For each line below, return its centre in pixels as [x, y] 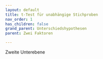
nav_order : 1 [19, 19]
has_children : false [27, 24]
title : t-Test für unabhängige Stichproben [52, 15]
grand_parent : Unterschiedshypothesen [46, 29]
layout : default [22, 10]
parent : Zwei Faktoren [29, 33]
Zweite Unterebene [25, 52]
